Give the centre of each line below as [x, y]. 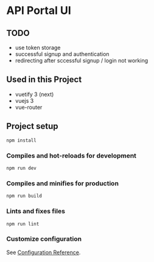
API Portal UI [39, 11]
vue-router [29, 107]
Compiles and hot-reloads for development [72, 156]
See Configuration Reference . [44, 252]
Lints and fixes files [36, 212]
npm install [21, 140]
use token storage [38, 47]
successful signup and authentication [62, 54]
